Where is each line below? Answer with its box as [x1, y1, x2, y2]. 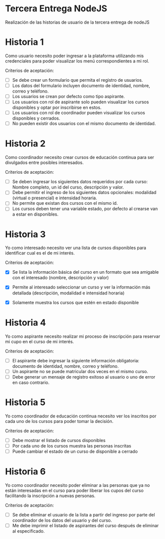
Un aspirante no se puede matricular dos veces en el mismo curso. [12, 368, 148, 374]
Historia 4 [5, 317, 46, 328]
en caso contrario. [12, 380, 50, 385]
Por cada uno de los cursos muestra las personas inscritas [12, 443, 132, 448]
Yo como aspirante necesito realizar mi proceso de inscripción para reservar [5, 333, 161, 339]
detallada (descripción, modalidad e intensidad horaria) [12, 290, 125, 296]
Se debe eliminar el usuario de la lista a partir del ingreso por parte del [12, 511, 155, 517]
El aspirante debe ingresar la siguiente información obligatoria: [12, 357, 139, 363]
